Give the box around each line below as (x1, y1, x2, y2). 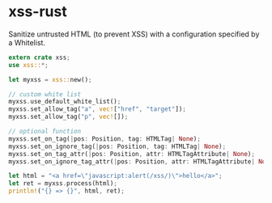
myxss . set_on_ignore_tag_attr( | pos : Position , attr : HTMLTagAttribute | (8, 157, 255, 166)
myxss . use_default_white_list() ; (8, 98, 121, 106)
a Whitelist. (8, 37, 46, 47)
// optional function (8, 128, 82, 136)
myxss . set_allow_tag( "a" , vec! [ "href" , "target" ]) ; (8, 105, 186, 113)
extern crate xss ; (8, 53, 70, 61)
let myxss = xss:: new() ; (8, 75, 92, 83)
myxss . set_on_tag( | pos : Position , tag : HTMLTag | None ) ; (8, 134, 201, 143)
